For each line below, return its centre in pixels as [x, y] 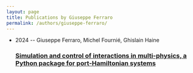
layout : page [23, 12]
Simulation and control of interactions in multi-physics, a [101, 56]
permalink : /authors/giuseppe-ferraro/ [57, 23]
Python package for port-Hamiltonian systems [86, 63]
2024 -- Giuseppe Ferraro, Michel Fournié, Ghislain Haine [87, 40]
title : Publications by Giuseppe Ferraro [60, 17]
